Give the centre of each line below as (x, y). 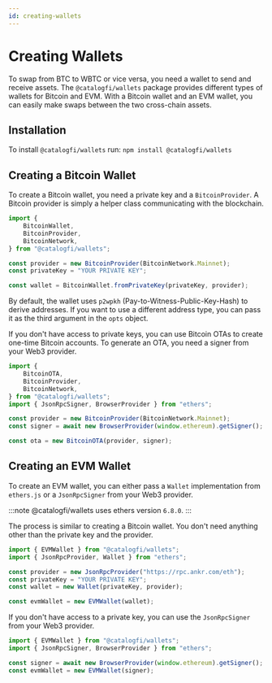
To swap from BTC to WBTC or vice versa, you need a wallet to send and (130, 79)
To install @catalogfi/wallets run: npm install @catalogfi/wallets (120, 150)
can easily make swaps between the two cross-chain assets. (110, 104)
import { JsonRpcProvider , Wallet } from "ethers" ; (97, 557)
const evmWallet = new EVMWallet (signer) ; (81, 670)
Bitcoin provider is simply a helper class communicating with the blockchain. (136, 203)
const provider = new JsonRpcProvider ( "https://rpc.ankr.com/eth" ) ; (127, 572)
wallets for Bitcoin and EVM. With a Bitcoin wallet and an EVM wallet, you (131, 96)
